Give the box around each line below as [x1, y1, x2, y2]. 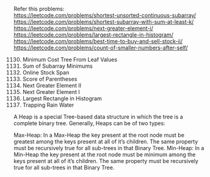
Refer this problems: [13, 5, 65, 12]
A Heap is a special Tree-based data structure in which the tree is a [13, 113, 183, 120]
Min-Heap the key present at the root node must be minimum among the [13, 151, 196, 158]
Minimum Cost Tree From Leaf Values [22, 56, 118, 63]
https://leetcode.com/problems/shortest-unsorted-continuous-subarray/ [13, 12, 197, 19]
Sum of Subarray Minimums [22, 62, 93, 70]
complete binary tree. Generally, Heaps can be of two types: [13, 120, 165, 127]
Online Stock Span [22, 69, 70, 76]
